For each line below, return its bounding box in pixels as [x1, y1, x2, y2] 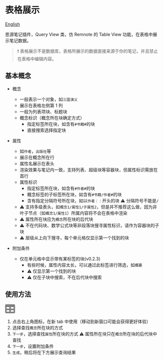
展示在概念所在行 [19, 154, 55, 160]
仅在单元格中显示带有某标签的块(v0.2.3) [19, 256, 101, 262]
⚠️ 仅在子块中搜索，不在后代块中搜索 [27, 274, 102, 280]
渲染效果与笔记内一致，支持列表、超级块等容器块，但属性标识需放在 [19, 167, 158, 173]
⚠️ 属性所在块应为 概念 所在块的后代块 [19, 216, 94, 222]
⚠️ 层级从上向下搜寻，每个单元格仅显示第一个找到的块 [19, 234, 129, 240]
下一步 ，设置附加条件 [12, 343, 54, 349]
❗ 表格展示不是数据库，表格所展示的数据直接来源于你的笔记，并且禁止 [17, 48, 159, 54]
